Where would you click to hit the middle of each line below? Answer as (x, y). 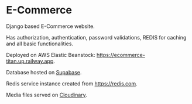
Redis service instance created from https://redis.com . (72, 83)
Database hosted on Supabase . (44, 72)
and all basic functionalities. (40, 44)
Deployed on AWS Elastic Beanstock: (51, 55)
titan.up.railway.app (30, 61)
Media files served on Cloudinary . (47, 95)
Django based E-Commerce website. (50, 26)
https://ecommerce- (121, 55)
